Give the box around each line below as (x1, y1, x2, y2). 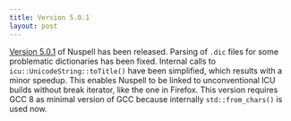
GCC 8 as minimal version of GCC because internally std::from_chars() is (9, 93, 283, 104)
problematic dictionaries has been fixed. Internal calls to (9, 56, 217, 66)
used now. (9, 103, 47, 114)
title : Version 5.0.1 (9, 13, 90, 22)
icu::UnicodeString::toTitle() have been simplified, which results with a (9, 65, 283, 76)
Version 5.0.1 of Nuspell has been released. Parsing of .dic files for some (9, 46, 279, 56)
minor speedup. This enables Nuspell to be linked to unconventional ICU (9, 74, 276, 85)
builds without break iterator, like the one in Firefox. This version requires (9, 84, 278, 95)
